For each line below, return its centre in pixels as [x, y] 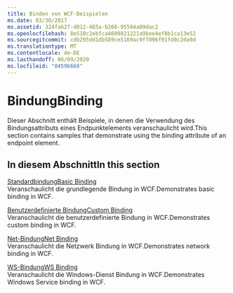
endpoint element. [34, 143]
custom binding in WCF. [42, 225]
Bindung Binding [55, 101]
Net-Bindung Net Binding [43, 239]
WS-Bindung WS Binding [43, 267]
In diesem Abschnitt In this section [84, 165]
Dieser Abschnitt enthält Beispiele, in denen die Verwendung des [101, 120]
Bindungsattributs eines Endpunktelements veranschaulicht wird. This [107, 128]
